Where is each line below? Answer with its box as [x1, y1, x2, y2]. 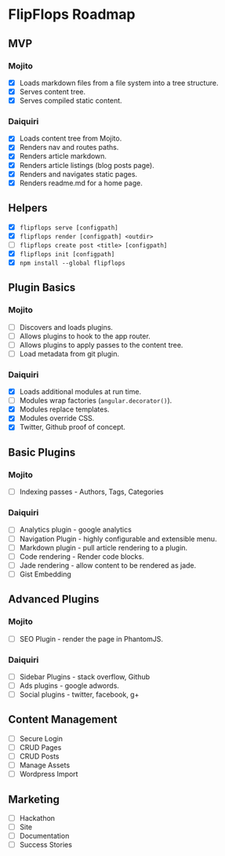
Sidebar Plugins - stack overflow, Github [19, 671, 151, 681]
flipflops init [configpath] [19, 250, 115, 258]
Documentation [19, 831, 70, 841]
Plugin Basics [8, 281, 76, 294]
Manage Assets [19, 760, 71, 770]
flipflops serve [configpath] [19, 224, 119, 232]
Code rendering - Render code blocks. [19, 551, 144, 561]
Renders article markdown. [19, 152, 107, 161]
